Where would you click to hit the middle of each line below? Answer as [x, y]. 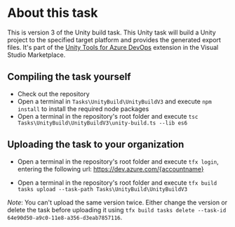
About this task [53, 13]
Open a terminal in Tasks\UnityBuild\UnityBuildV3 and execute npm [114, 101]
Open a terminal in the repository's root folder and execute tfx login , [118, 161]
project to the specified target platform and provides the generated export [114, 39]
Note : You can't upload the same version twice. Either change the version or [117, 202]
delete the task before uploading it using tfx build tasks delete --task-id [117, 209]
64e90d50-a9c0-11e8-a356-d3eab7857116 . [65, 217]
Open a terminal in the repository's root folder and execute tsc [108, 116]
